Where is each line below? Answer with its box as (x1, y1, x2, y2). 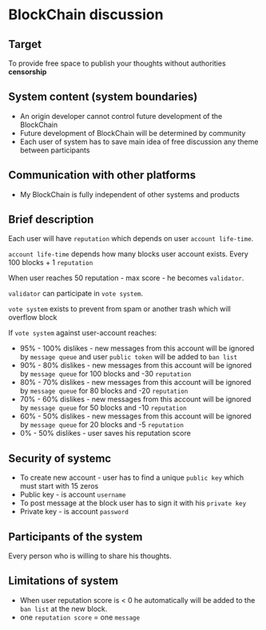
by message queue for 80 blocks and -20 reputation (19, 386, 189, 396)
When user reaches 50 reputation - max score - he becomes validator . (8, 273, 244, 283)
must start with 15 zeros (19, 481, 99, 491)
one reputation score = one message (19, 612, 141, 622)
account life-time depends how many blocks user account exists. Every (8, 249, 249, 259)
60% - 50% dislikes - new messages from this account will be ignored (19, 411, 252, 421)
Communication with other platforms (8, 168, 197, 182)
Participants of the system (8, 529, 143, 544)
